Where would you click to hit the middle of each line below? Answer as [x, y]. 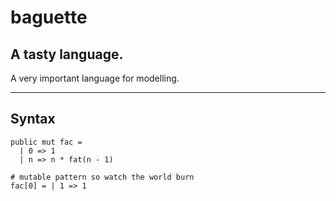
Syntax [33, 119]
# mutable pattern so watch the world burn [102, 177]
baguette [49, 17]
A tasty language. [67, 54]
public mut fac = [46, 142]
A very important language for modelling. [95, 78]
